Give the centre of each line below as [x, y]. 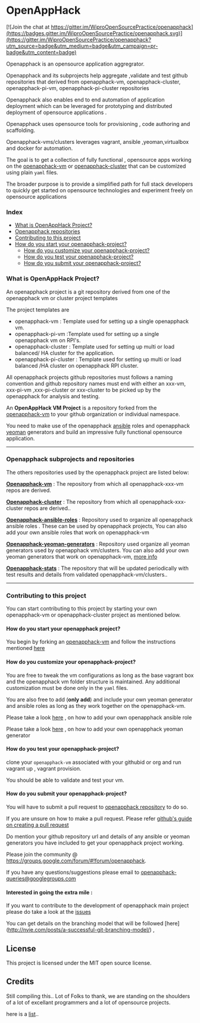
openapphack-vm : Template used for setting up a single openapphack [102, 321]
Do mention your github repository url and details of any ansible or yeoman [98, 836]
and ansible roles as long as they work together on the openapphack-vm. [96, 705]
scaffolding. [21, 130]
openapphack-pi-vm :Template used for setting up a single [87, 334]
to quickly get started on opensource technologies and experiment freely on [100, 190]
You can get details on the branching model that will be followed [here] [93, 923]
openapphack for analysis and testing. [53, 396]
